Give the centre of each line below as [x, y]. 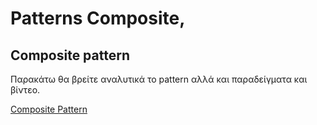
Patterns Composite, [98, 18]
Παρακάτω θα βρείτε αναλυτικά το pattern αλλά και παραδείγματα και [159, 79]
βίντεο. [25, 90]
